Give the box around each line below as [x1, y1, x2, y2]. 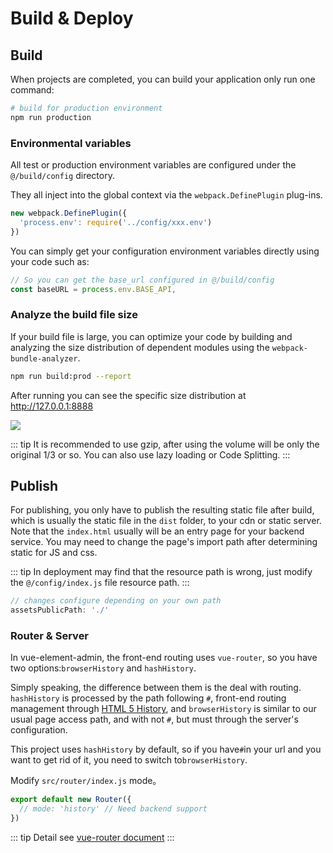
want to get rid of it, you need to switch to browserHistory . [10, 754, 248, 766]
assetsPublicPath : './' [10, 605, 110, 616]
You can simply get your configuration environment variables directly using [10, 245, 320, 257]
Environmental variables [10, 136, 132, 150]
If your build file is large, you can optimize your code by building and [10, 330, 293, 342]
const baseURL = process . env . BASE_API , [10, 284, 177, 294]
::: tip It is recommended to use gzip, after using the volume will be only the [10, 438, 320, 450]
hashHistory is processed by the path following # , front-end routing [10, 692, 287, 704]
